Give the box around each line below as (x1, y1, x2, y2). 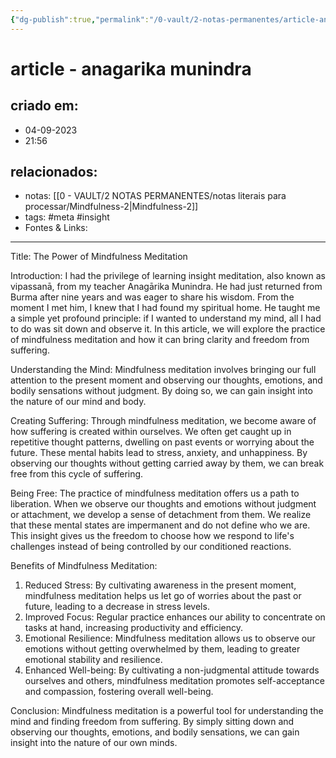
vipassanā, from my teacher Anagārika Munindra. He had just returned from (10, 281, 323, 293)
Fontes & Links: (24, 222, 88, 234)
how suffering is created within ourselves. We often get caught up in (10, 426, 292, 438)
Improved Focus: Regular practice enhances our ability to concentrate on (24, 611, 326, 623)
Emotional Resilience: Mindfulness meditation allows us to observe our (24, 632, 316, 645)
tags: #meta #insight (24, 211, 110, 223)
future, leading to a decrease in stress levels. (24, 601, 210, 613)
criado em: (10, 97, 79, 115)
